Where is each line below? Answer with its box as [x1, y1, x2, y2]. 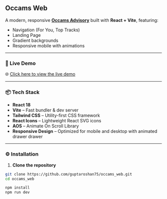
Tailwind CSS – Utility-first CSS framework [12, 112, 100, 118]
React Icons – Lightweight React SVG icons [12, 118, 101, 124]
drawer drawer [12, 134, 43, 140]
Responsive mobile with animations [12, 42, 85, 49]
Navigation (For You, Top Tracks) [12, 27, 81, 33]
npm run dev [5, 190, 30, 195]
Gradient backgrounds [12, 37, 59, 43]
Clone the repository [12, 162, 56, 168]
